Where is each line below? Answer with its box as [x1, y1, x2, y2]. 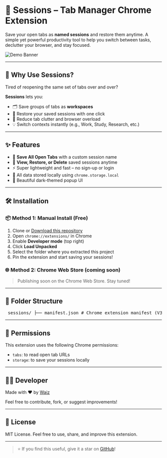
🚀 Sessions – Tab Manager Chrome [5, 4, 152, 16]
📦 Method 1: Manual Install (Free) [5, 214, 88, 221]
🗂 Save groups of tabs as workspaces [12, 103, 93, 109]
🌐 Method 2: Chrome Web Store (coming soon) [5, 267, 121, 274]
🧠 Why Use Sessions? [5, 71, 74, 79]
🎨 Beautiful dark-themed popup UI [12, 177, 83, 183]
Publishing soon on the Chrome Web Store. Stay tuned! [17, 278, 131, 284]
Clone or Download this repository [12, 228, 83, 234]
